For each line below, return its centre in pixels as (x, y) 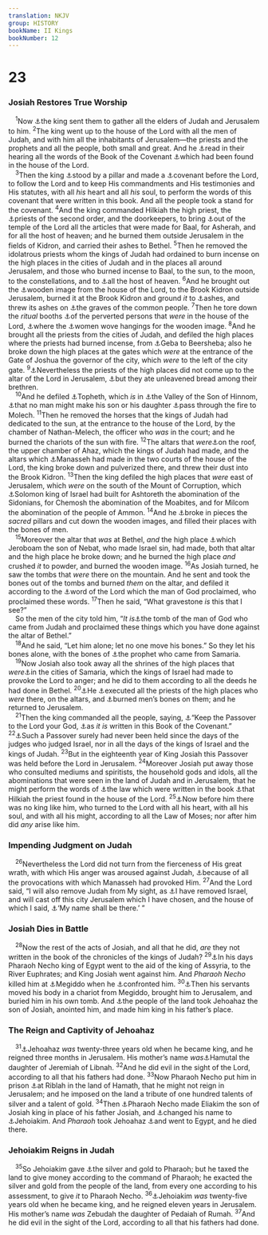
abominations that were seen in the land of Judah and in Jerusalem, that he (132, 781)
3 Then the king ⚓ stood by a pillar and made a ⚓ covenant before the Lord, (137, 174)
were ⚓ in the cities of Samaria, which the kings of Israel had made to (121, 672)
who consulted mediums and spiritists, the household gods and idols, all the (133, 772)
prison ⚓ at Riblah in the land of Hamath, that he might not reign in (116, 1085)
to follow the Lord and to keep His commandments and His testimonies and (132, 183)
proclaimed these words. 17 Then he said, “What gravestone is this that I (126, 601)
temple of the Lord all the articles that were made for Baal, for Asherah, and (132, 227)
